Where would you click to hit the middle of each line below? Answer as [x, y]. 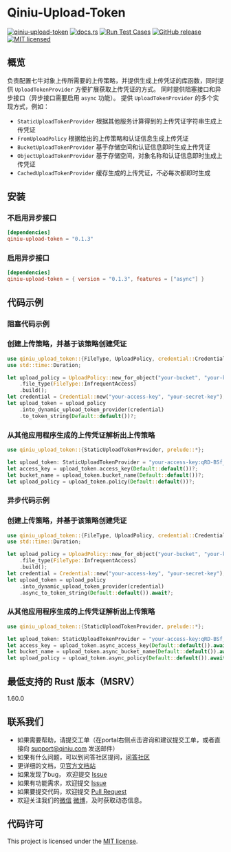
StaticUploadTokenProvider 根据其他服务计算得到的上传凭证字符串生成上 [120, 121]
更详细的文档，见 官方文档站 [56, 765]
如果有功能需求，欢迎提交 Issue [62, 783]
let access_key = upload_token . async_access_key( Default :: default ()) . [110, 645]
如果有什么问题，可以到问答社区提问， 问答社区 [83, 757]
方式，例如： [31, 106]
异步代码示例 [29, 500]
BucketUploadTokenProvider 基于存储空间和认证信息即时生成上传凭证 [114, 147]
